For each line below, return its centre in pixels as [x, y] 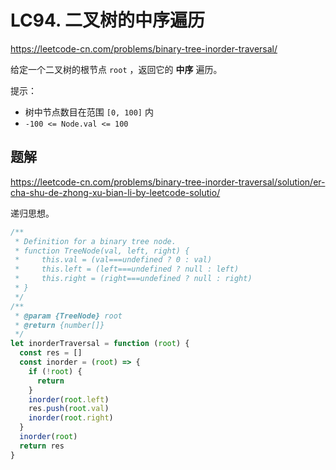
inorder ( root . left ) [69, 399]
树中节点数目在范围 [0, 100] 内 [89, 112]
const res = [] [51, 353]
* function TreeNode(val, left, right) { [102, 251]
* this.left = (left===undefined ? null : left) [127, 269]
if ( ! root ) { [55, 371]
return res [42, 446]
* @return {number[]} [59, 325]
